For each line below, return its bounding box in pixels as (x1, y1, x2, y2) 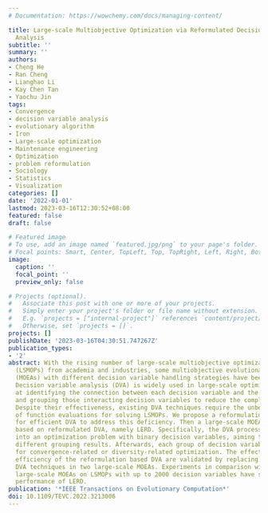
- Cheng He (8, 63, 45, 72)
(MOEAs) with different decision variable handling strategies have (15, 374, 248, 382)
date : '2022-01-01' (8, 196, 73, 204)
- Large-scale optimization (8, 137, 102, 145)
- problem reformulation (8, 160, 91, 168)
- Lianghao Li (8, 77, 56, 86)
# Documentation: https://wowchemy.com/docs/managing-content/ (8, 11, 223, 20)
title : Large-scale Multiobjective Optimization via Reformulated (8, 26, 234, 34)
